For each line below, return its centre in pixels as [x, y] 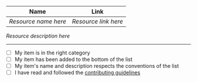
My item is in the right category [52, 53]
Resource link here [97, 21]
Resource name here [38, 21]
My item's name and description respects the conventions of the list [97, 66]
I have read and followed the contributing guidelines [77, 73]
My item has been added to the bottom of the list [74, 59]
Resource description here [38, 36]
